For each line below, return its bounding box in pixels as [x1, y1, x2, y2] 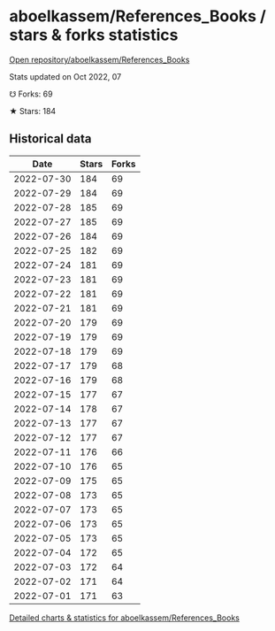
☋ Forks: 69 [9, 88, 53, 99]
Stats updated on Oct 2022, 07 [9, 71, 122, 81]
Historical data [9, 131, 92, 147]
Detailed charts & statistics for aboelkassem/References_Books [9, 612, 241, 623]
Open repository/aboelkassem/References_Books [9, 54, 190, 65]
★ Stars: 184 [9, 105, 57, 116]
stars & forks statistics [9, 25, 179, 45]
